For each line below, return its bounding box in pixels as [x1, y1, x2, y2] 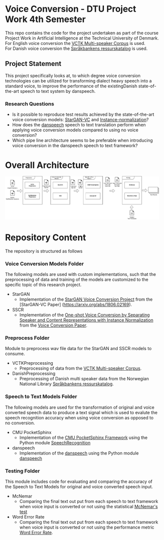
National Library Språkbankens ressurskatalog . [19, 381, 114, 387]
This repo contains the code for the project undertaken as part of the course [5, 30, 159, 36]
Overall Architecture [5, 160, 89, 171]
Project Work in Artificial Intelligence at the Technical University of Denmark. [5, 35, 159, 41]
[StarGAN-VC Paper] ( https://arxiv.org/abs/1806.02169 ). [19, 302, 132, 308]
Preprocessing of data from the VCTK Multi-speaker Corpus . [19, 365, 142, 372]
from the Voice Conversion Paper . [19, 322, 88, 328]
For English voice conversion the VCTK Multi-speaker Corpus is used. [5, 40, 145, 46]
